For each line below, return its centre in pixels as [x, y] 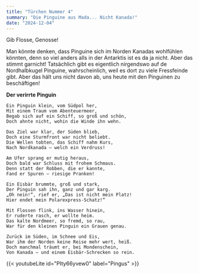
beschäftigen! [23, 83]
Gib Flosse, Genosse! [32, 40]
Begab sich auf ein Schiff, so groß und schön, [67, 116]
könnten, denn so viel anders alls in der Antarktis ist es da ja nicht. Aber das [99, 58]
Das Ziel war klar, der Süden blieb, [53, 132]
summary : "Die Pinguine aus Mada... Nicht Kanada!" [72, 17]
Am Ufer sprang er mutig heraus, [48, 158]
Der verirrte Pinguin [31, 95]
